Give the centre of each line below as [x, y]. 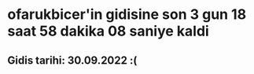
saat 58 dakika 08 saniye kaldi [108, 31]
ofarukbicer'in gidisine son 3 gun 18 [127, 15]
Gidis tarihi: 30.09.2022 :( [72, 60]
